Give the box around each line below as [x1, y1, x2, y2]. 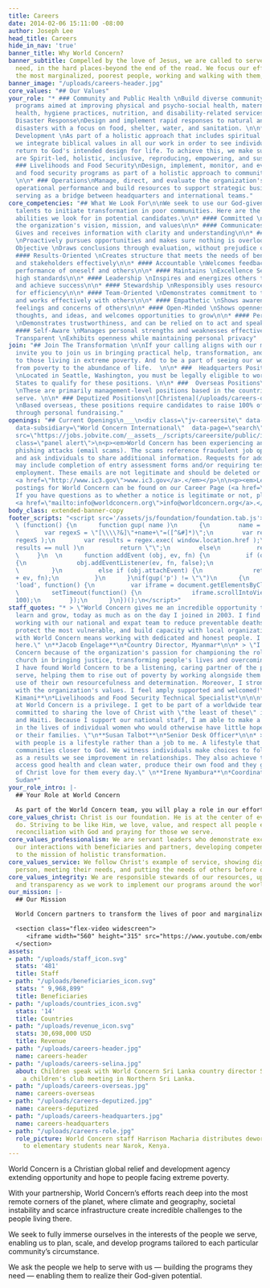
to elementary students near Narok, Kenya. [22, 1142, 171, 1150]
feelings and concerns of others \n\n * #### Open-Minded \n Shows [15, 304, 235, 312]
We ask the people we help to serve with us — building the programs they [8, 1262, 253, 1272]
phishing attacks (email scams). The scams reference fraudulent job [15, 447, 253, 455]
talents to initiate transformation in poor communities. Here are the [15, 206, 261, 214]
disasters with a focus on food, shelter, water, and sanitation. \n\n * [15, 124, 264, 132]
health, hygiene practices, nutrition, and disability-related [15, 110, 231, 118]
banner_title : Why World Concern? [8, 49, 125, 57]
